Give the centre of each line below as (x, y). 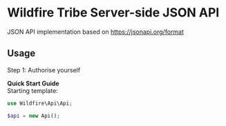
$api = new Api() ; (34, 116)
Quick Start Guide (34, 83)
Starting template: (33, 90)
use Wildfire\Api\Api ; (40, 103)
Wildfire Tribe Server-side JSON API (113, 13)
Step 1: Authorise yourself (44, 70)
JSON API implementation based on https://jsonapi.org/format (96, 32)
